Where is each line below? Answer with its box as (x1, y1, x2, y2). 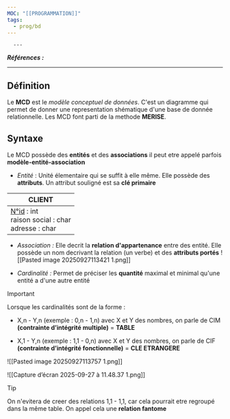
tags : (7, 16, 23, 23)
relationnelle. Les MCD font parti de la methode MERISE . (7, 112, 166, 121)
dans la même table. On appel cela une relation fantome (7, 405, 167, 412)
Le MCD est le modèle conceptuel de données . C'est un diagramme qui (7, 98, 209, 106)
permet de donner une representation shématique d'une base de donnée (7, 106, 214, 114)
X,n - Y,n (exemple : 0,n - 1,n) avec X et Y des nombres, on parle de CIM (16, 316, 221, 324)
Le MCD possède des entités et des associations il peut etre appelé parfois (7, 151, 222, 158)
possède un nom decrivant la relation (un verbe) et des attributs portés (16, 248, 220, 256)
